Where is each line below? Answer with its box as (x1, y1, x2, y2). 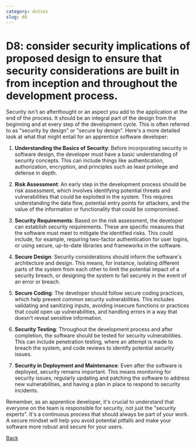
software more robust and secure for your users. (6, 423, 123, 431)
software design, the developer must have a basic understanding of (14, 151, 178, 158)
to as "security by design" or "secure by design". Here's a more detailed (6, 127, 180, 134)
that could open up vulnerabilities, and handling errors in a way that (14, 308, 177, 315)
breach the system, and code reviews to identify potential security (14, 344, 174, 352)
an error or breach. (14, 278, 60, 285)
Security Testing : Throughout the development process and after (14, 326, 173, 333)
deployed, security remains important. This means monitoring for (14, 368, 171, 376)
